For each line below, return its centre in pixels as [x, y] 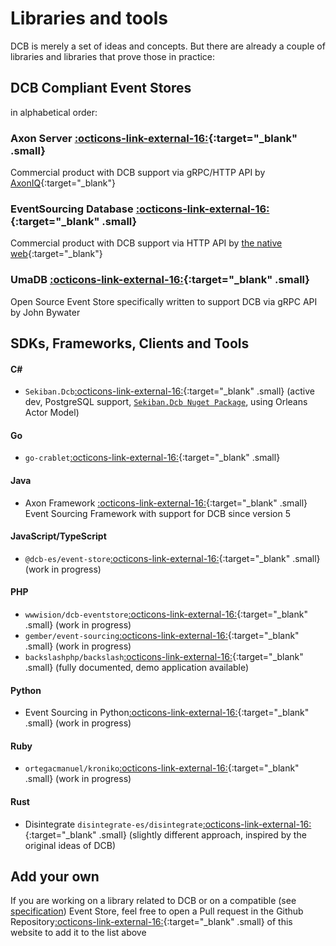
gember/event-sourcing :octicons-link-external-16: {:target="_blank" [162, 636]
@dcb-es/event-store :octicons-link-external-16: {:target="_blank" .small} [172, 558]
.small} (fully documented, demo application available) [137, 668]
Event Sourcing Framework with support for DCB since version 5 [158, 513]
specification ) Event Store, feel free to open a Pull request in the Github [157, 911]
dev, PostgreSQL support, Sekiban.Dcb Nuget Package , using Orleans [166, 402]
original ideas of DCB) [70, 845]
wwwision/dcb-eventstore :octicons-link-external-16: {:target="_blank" [166, 614]
